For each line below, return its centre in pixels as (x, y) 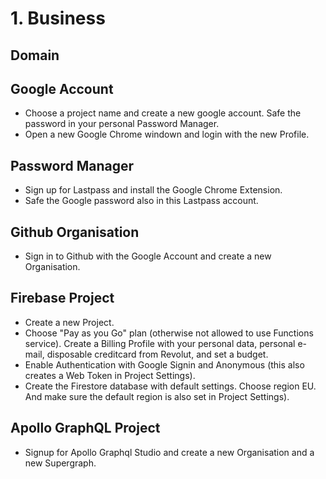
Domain (35, 55)
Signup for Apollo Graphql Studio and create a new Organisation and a (169, 452)
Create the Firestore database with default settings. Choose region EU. (170, 386)
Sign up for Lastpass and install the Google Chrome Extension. (153, 190)
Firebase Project (62, 298)
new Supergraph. (60, 463)
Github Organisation (75, 232)
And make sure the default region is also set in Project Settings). (157, 396)
